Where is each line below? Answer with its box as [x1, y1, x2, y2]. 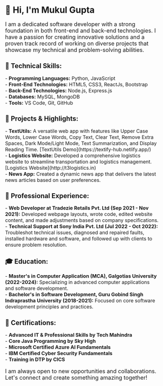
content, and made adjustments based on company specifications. [5, 217, 159, 224]
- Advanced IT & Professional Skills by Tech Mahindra [5, 332, 132, 338]
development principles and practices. [5, 304, 94, 310]
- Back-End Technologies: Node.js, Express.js [5, 87, 113, 94]
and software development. [5, 285, 69, 292]
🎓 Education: [5, 257, 48, 265]
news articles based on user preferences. [5, 177, 101, 183]
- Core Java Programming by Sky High [5, 338, 96, 344]
